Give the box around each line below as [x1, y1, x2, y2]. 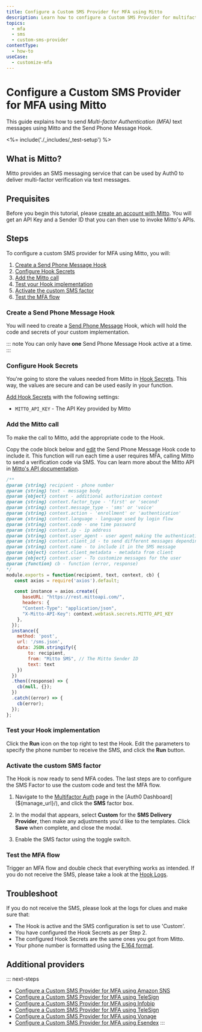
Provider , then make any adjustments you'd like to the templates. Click [14, 818, 191, 825]
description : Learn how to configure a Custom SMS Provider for [6, 14, 171, 21]
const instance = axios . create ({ [14, 588, 98, 594]
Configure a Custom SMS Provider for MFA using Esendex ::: [14, 1019, 165, 1027]
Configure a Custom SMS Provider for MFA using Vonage [14, 1013, 157, 1020]
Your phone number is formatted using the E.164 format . [14, 942, 155, 949]
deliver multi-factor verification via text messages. [6, 176, 131, 183]
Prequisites [6, 194, 50, 204]
